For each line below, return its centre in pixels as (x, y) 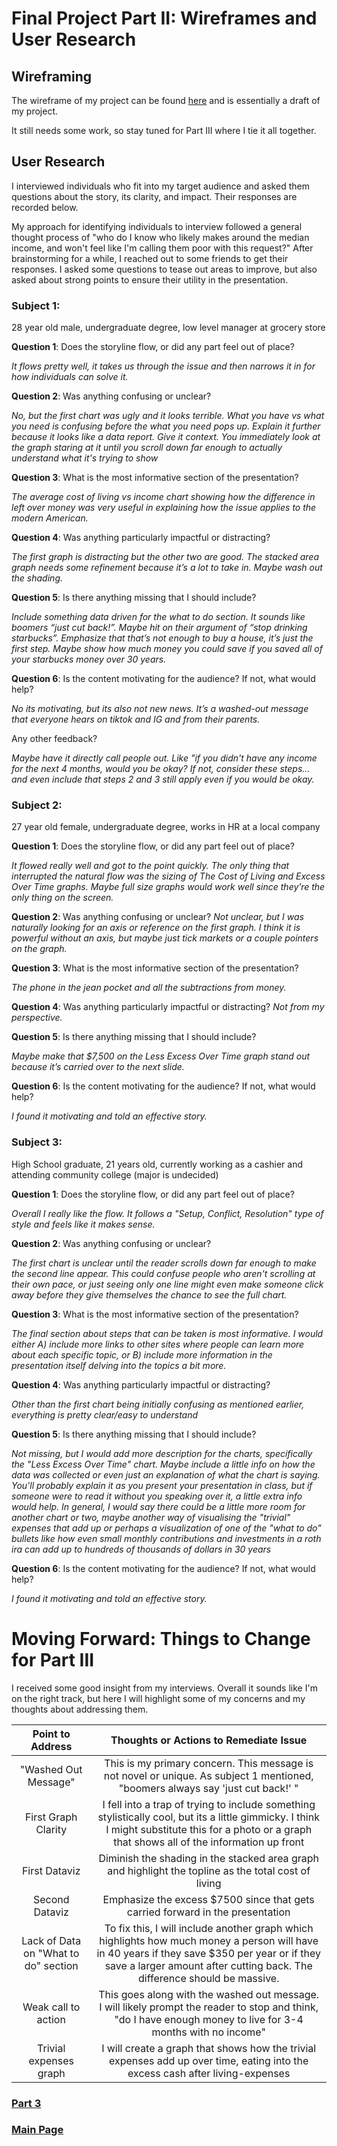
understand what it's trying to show (85, 458)
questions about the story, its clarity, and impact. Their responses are (154, 196)
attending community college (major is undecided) (115, 1174)
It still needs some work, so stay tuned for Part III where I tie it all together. (164, 130)
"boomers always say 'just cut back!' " (208, 1788)
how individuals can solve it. (70, 377)
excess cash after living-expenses (209, 2073)
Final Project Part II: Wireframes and (164, 18)
